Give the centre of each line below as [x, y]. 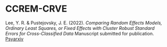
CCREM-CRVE [36, 9]
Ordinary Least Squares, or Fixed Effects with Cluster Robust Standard [80, 28]
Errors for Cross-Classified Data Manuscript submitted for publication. [80, 33]
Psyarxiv [15, 39]
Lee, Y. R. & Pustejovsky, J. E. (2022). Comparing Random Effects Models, [84, 23]
